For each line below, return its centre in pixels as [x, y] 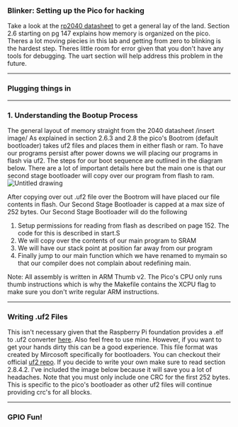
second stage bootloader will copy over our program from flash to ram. [111, 175]
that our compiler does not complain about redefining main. [104, 263]
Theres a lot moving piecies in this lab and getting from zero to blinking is [114, 41]
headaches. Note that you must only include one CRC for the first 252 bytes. [119, 378]
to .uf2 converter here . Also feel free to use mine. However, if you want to [114, 340]
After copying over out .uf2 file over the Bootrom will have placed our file [114, 197]
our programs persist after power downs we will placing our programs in [113, 153]
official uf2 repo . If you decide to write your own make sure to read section [117, 362]
